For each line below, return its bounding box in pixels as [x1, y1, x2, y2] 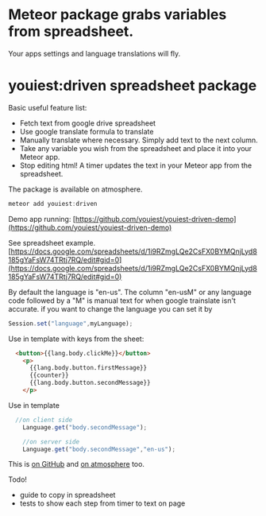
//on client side [15, 416, 73, 424]
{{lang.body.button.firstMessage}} [29, 364, 148, 372]
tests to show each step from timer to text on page [19, 499, 186, 508]
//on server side [22, 437, 80, 446]
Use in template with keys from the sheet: [8, 334, 145, 343]
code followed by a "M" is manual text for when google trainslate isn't [8, 296, 237, 305]
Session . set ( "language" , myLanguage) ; [8, 320, 133, 328]
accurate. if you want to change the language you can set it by [8, 304, 213, 313]
